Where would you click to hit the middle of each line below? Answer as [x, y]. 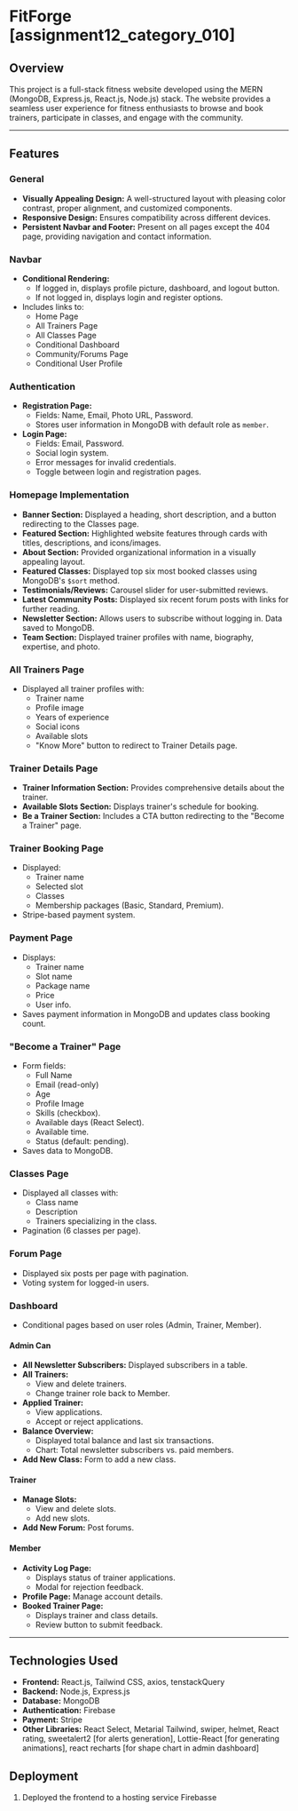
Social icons [57, 727]
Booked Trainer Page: [63, 1606]
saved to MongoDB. [58, 627]
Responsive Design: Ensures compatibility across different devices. [146, 217]
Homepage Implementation [69, 495]
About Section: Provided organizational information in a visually [139, 552]
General [27, 179]
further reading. [51, 608]
